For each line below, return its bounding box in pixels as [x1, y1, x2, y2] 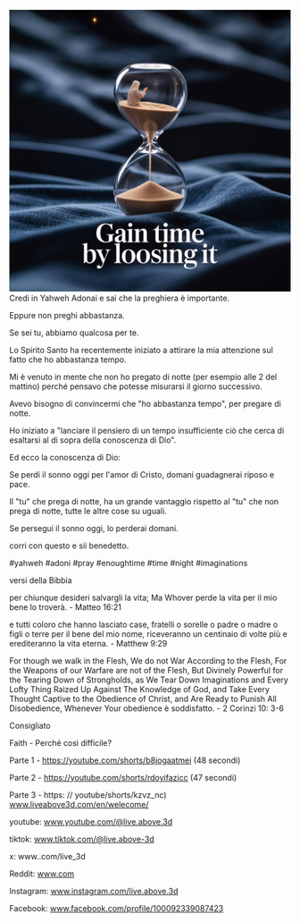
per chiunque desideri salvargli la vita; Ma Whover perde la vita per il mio [9, 592, 278, 603]
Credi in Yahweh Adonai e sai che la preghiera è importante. [9, 292, 230, 303]
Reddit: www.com [9, 868, 75, 879]
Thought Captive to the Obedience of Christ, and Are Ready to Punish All [9, 694, 277, 704]
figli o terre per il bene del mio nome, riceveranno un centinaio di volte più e [9, 629, 287, 639]
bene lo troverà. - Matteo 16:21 [9, 602, 122, 613]
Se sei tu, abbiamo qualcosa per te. [9, 327, 139, 338]
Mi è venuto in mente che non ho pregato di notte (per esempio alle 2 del [9, 372, 278, 382]
